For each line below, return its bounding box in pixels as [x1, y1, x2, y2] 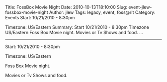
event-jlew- [128, 4, 152, 10]
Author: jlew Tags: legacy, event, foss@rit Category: [49, 9, 156, 15]
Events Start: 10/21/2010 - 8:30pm [5, 15, 75, 20]
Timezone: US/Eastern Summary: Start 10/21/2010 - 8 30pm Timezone [5, 24, 149, 30]
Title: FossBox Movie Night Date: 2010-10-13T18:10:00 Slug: [5, 4, 128, 10]
